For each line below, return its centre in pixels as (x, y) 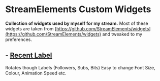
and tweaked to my (122, 34)
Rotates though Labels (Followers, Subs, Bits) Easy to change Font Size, (81, 67)
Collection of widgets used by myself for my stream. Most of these (77, 23)
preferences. (19, 39)
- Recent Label (29, 55)
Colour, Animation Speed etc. (36, 73)
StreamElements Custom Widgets (78, 9)
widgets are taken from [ (31, 28)
